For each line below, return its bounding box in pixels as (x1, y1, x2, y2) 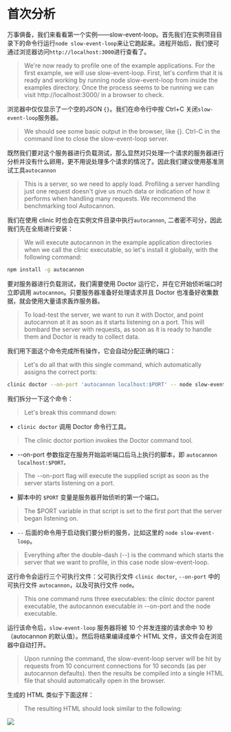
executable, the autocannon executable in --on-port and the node (23, 602, 211, 610)
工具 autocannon (12, 166, 56, 174)
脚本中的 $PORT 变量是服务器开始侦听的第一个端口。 (16, 493, 163, 501)
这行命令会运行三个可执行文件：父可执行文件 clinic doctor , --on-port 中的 (7, 572, 221, 581)
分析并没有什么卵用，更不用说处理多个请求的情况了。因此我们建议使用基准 (7, 157, 218, 165)
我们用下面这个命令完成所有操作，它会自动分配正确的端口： (7, 346, 176, 355)
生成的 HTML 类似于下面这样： (7, 690, 94, 699)
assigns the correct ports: (23, 368, 98, 376)
